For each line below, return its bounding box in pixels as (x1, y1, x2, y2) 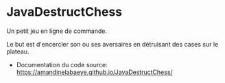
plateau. (6, 47, 29, 56)
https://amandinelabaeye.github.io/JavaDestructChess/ (16, 68, 173, 76)
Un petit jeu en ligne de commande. (6, 27, 108, 35)
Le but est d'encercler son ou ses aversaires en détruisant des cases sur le (6, 40, 219, 48)
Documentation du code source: (16, 60, 108, 69)
